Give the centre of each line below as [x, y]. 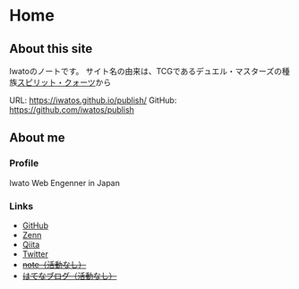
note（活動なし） [54, 264]
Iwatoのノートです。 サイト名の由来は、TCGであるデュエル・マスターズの [145, 71]
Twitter [35, 254]
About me [37, 138]
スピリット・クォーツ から [64, 82]
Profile [24, 164]
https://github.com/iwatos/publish [72, 110]
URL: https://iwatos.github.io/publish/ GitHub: [93, 100]
